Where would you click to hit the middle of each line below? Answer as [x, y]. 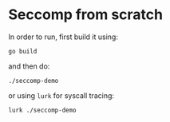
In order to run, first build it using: [63, 37]
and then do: [29, 66]
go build [23, 51]
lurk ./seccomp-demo [43, 110]
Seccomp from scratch [86, 15]
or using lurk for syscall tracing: [61, 95]
